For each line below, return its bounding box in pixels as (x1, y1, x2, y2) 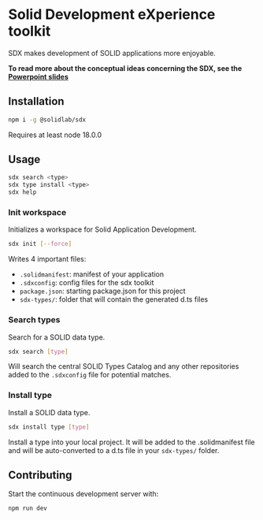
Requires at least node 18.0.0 (8, 130, 102, 139)
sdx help (8, 188, 37, 196)
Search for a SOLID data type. (8, 332, 106, 342)
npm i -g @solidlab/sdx (8, 116, 87, 124)
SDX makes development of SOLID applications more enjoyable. (8, 48, 217, 58)
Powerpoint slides (8, 72, 69, 81)
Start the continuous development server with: (8, 489, 159, 499)
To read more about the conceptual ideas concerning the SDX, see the (8, 63, 243, 72)
